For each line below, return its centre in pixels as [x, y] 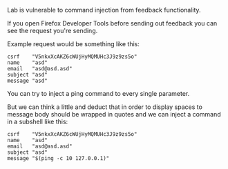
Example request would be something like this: [73, 44]
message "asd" [28, 81]
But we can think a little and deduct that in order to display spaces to [105, 107]
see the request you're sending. [53, 31]
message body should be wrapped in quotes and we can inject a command [114, 114]
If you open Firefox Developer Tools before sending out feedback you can [112, 23]
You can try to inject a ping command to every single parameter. [98, 93]
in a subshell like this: [38, 121]
